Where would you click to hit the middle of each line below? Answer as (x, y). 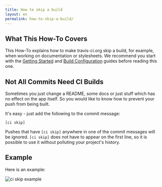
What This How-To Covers (46, 39)
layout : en (16, 14)
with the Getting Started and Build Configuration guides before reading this (81, 61)
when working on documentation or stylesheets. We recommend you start (81, 56)
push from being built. (28, 104)
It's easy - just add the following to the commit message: (63, 113)
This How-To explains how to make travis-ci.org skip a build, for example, (80, 51)
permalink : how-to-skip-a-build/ (39, 19)
